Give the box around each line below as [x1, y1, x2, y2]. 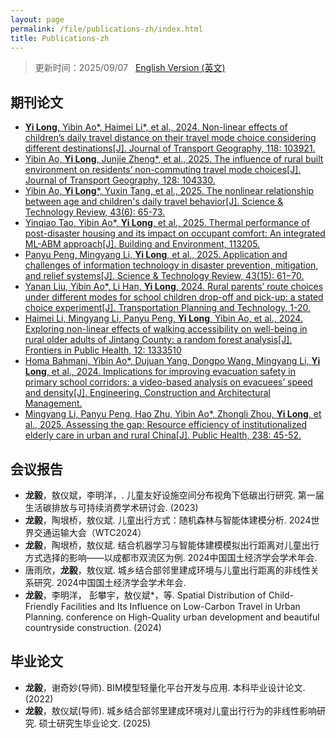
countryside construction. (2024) [24, 622, 162, 633]
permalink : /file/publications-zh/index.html [10, 24, 203, 34]
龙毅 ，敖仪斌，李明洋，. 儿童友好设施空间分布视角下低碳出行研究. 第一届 [24, 489, 325, 501]
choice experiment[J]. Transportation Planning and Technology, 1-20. [24, 302, 311, 314]
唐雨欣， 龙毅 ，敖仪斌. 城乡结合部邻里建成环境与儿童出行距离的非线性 [24, 564, 311, 576]
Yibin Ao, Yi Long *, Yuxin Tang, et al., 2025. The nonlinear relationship [24, 185, 315, 197]
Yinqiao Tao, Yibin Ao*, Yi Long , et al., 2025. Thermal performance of [24, 217, 310, 229]
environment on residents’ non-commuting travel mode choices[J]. [24, 164, 302, 176]
